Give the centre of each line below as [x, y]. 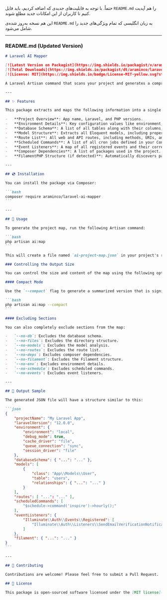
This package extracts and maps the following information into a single [83, 110]
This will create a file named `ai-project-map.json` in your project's [82, 255]
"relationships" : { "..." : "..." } [69, 483]
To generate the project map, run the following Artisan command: [75, 228]
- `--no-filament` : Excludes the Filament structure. [64, 359]
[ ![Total [14, 70]
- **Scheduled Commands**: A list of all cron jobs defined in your [80, 142]
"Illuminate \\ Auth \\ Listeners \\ [65, 525]
